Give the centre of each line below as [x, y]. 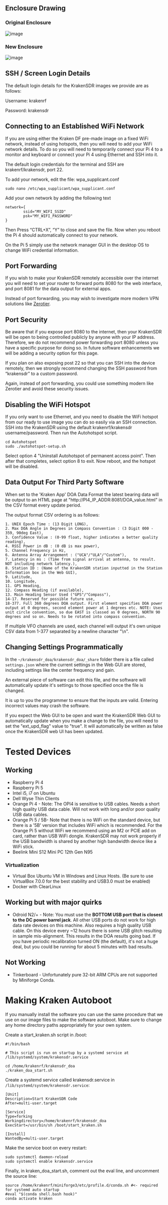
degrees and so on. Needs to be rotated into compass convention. [76, 616]
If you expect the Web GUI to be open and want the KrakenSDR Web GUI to [83, 715]
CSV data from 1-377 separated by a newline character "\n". [67, 631]
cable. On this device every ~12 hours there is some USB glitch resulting [87, 931]
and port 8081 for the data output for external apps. [58, 289]
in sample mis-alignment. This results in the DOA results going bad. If [84, 936]
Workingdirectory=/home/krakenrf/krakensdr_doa [56, 1121]
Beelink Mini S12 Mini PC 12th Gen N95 [52, 852]
